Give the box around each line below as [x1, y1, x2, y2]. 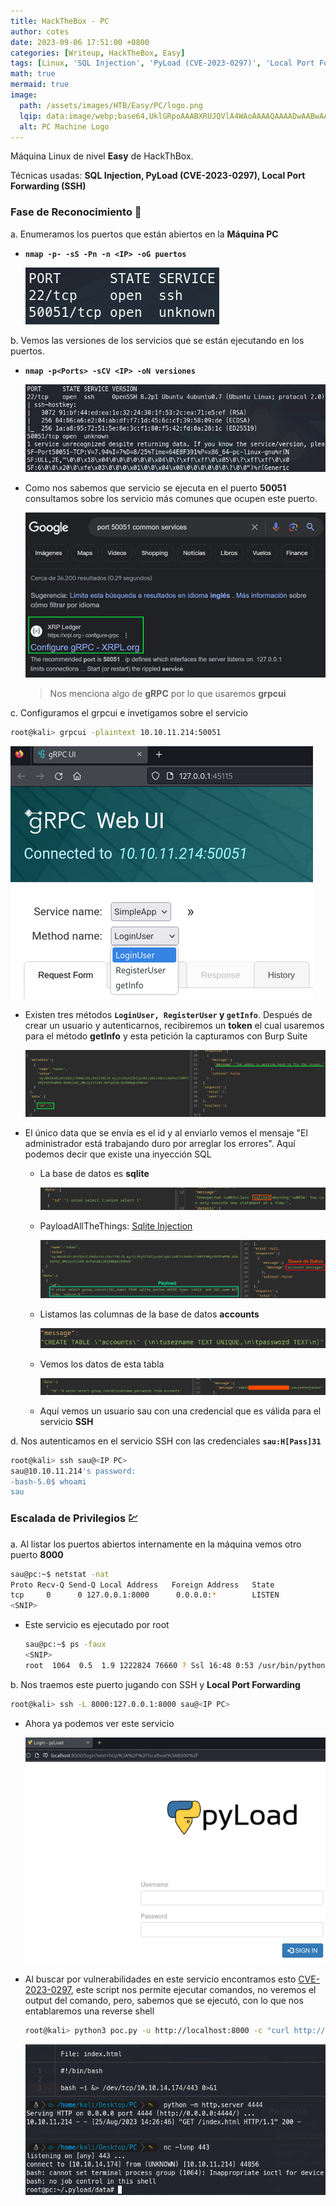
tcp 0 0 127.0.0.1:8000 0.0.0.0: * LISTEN [10, 1590, 280, 1600]
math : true [10, 69, 56, 79]
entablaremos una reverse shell [24, 2005, 155, 2017]
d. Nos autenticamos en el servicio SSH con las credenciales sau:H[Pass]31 [10, 1435, 322, 1447]
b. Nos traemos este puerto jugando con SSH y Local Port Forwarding [10, 1678, 301, 1690]
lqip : [19, 111, 43, 121]
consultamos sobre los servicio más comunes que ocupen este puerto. [24, 492, 318, 504]
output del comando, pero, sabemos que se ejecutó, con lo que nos [24, 1995, 304, 2007]
